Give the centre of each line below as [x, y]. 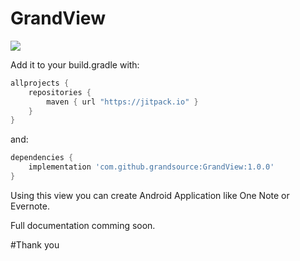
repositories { [60, 92]
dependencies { [42, 158]
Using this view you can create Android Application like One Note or [150, 195]
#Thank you [35, 244]
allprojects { [40, 83]
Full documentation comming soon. [83, 225]
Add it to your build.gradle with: [75, 64]
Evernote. [30, 206]
